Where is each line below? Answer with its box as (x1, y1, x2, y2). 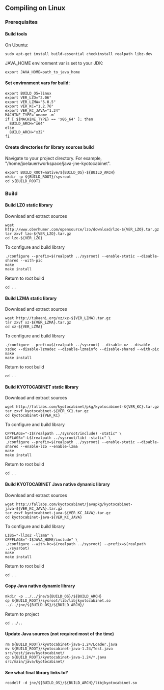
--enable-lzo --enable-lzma (20, 444, 78, 449)
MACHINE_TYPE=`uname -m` (5, 112, 56, 117)
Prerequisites (5, 19, 38, 26)
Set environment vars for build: (5, 80, 70, 86)
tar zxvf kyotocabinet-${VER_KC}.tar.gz (5, 409, 89, 414)
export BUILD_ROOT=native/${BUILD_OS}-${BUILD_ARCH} (5, 170, 115, 175)
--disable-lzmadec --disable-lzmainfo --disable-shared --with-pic (18, 347, 160, 352)
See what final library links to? (5, 669, 68, 675)
